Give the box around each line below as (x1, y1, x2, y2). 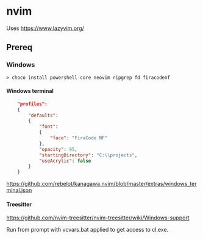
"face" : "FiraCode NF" (49, 135, 108, 141)
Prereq (6, 42, 32, 53)
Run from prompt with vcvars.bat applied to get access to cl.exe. (6, 226, 169, 233)
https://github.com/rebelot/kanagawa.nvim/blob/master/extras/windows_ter (6, 180, 197, 188)
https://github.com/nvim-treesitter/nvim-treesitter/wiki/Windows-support (6, 214, 190, 221)
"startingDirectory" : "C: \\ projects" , (38, 152, 138, 158)
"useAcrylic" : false (38, 158, 91, 164)
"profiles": (17, 101, 48, 107)
